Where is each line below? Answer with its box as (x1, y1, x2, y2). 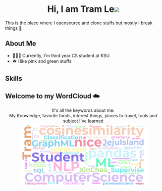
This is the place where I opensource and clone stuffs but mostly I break (5, 20, 153, 26)
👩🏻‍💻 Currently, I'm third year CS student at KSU (12, 52, 110, 58)
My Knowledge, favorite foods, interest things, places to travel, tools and (9, 112, 158, 118)
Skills (5, 74, 22, 83)
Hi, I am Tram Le (47, 3, 114, 15)
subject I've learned (62, 118, 104, 124)
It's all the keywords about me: (52, 107, 115, 113)
